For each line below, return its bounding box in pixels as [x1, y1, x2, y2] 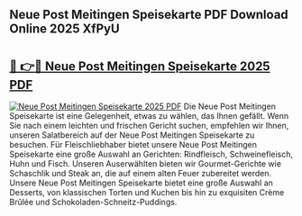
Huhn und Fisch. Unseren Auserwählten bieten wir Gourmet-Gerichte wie [9, 158, 282, 169]
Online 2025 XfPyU [9, 22, 120, 37]
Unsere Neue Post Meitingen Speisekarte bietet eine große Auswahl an [9, 177, 273, 188]
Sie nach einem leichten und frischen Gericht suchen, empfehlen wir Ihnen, [9, 121, 289, 130]
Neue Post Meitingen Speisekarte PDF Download [9, 7, 288, 22]
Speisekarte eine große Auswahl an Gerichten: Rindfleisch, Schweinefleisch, [9, 148, 294, 159]
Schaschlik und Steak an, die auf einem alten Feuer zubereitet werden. [9, 168, 272, 178]
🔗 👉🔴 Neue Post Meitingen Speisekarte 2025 [9, 58, 270, 74]
